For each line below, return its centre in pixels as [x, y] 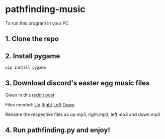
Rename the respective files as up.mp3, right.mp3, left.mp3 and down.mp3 [83, 114]
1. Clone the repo [32, 39]
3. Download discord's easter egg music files [77, 83]
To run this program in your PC [37, 23]
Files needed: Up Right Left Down [40, 104]
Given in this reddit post [30, 95]
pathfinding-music [45, 9]
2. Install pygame [33, 56]
